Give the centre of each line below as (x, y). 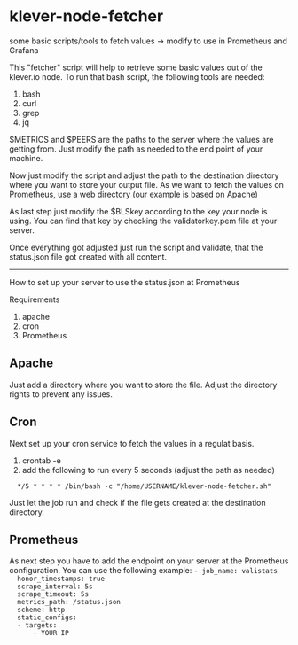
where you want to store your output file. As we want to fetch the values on (146, 184)
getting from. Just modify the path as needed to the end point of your (136, 149)
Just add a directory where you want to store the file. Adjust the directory (143, 385)
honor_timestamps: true (61, 579)
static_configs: (47, 618)
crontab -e (42, 460)
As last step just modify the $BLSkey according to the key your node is (138, 211)
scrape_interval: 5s (55, 587)
